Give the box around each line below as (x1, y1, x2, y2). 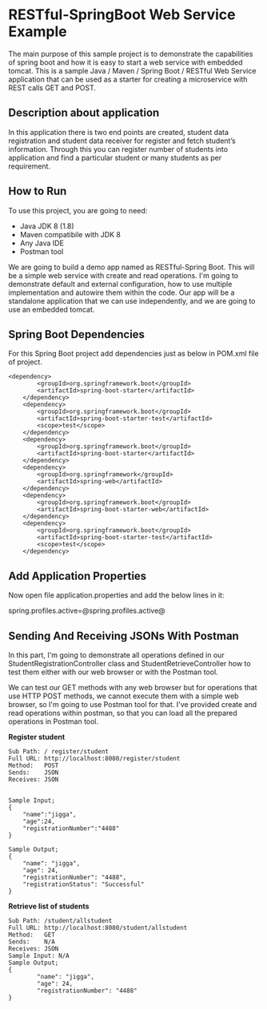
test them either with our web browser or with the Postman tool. (8, 667, 218, 677)
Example (8, 22, 67, 41)
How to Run (8, 185, 67, 198)
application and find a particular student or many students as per (8, 153, 222, 162)
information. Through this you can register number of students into (8, 144, 229, 153)
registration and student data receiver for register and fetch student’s (8, 136, 236, 145)
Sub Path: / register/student (8, 748, 110, 756)
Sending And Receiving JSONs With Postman (8, 629, 240, 642)
